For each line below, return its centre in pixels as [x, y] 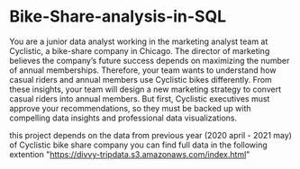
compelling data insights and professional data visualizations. [123, 118]
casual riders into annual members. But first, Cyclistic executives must [140, 98]
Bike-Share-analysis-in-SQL [118, 17]
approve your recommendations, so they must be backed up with [130, 108]
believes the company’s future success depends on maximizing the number [150, 60]
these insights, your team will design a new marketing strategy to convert [145, 89]
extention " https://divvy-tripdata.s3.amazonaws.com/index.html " [130, 154]
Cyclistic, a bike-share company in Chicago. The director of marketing [140, 50]
